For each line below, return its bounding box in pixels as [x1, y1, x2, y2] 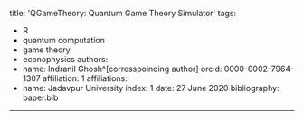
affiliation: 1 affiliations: [42, 73, 128, 84]
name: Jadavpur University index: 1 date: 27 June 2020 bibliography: [22, 83, 280, 93]
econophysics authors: [22, 54, 109, 64]
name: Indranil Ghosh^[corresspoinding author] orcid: [22, 63, 223, 74]
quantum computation [22, 35, 106, 45]
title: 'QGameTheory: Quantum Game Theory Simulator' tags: [9, 8, 237, 18]
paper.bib [22, 92, 59, 103]
